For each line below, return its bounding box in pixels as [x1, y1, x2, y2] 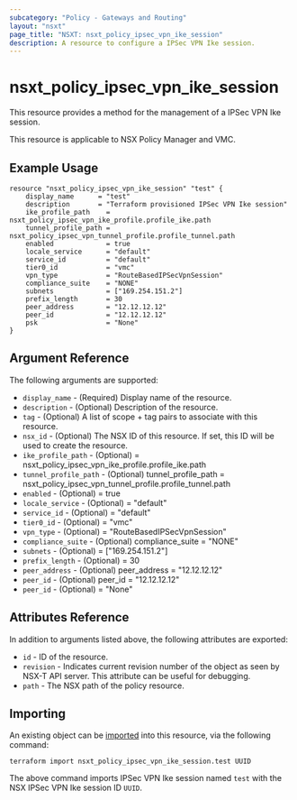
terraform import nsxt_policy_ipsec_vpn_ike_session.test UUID [9, 757, 252, 767]
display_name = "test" [25, 192, 130, 201]
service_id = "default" [25, 255, 151, 264]
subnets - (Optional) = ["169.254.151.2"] [22, 545, 168, 556]
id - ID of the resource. [22, 651, 109, 662]
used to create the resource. [22, 439, 129, 451]
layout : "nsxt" [9, 22, 67, 31]
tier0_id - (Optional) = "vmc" [22, 516, 133, 528]
